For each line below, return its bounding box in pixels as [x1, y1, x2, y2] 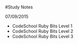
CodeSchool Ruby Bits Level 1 [12, 23, 73, 29]
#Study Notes [5, 4, 33, 10]
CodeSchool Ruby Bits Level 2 [12, 28, 74, 34]
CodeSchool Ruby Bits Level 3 [12, 34, 74, 39]
